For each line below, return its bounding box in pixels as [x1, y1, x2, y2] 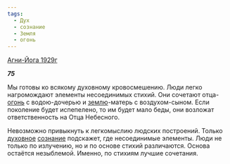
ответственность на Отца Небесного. [7, 113, 120, 122]
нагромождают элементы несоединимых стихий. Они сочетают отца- [7, 91, 219, 99]
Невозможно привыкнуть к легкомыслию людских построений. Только [7, 127, 223, 135]
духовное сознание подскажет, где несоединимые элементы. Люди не [7, 134, 222, 143]
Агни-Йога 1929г [7, 56, 58, 64]
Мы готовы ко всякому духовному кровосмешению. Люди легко [7, 83, 203, 92]
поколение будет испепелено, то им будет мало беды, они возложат [7, 106, 215, 114]
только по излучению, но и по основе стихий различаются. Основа [7, 141, 210, 150]
